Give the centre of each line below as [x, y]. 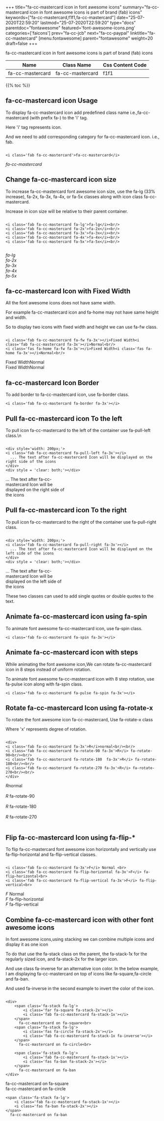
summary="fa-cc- [141, 7]
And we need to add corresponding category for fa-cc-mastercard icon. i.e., [82, 137]
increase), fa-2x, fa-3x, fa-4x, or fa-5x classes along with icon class [74, 196]
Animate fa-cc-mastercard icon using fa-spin [76, 617]
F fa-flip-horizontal [25, 899]
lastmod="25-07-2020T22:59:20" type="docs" [88, 23]
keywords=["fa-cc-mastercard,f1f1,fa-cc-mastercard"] [60, 17]
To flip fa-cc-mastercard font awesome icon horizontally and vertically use [81, 849]
